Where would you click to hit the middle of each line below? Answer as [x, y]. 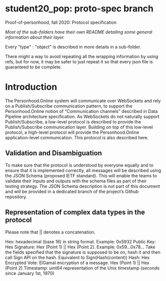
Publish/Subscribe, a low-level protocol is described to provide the [73, 121]
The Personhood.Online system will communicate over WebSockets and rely [83, 101]
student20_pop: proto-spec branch [79, 9]
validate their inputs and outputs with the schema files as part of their [76, 181]
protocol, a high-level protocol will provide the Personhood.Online [72, 132]
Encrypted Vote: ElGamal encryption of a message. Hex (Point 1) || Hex [77, 263]
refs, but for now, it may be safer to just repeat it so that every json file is [79, 61]
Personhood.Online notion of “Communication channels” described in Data [82, 111]
